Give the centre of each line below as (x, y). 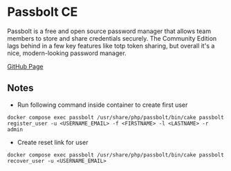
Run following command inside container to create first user (102, 105)
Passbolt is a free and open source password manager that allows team (109, 31)
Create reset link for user (53, 142)
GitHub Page (25, 66)
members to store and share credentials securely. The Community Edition (112, 38)
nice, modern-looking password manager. (67, 53)
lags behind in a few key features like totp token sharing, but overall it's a (111, 46)
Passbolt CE (43, 12)
